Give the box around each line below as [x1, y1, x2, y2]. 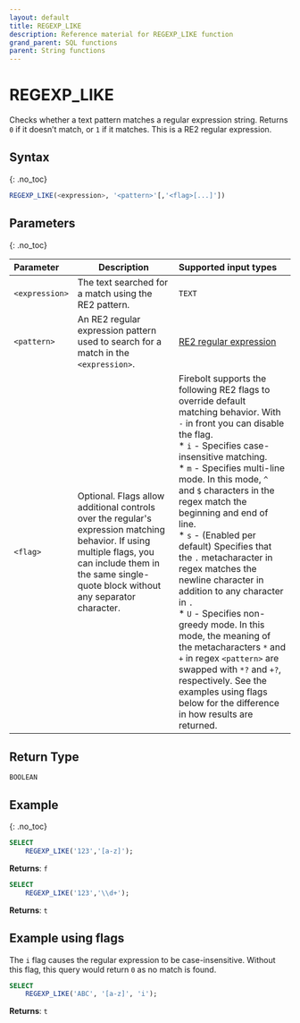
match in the [77, 346, 129, 359]
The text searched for [77, 276, 169, 288]
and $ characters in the [178, 484, 275, 497]
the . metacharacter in [178, 551, 273, 564]
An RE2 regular [77, 312, 141, 325]
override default [178, 395, 246, 407]
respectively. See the [178, 674, 268, 686]
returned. [178, 719, 218, 731]
